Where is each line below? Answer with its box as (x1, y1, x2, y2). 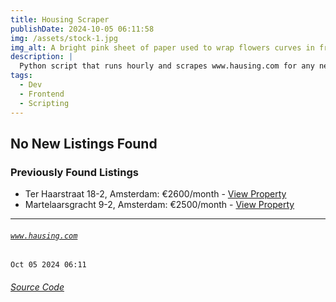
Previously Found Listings (10, 165, 139, 179)
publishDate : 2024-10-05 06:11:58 (10, 24, 155, 34)
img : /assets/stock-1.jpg (10, 33, 118, 43)
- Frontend (19, 89, 65, 99)
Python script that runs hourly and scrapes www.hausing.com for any (19, 61, 315, 71)
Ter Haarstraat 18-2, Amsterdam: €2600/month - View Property (24, 188, 287, 200)
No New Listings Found (10, 135, 158, 152)
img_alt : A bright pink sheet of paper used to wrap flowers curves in (10, 42, 315, 53)
